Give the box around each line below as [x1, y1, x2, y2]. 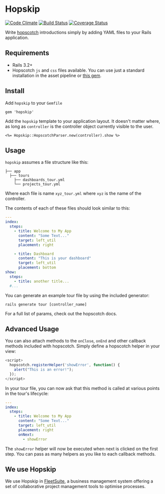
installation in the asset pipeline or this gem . [12, 73, 102, 78]
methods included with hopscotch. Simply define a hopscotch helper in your [5, 343, 160, 349]
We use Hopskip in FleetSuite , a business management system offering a [5, 478, 154, 484]
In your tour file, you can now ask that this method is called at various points [5, 385, 160, 391]
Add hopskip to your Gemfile [5, 100, 63, 106]
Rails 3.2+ [12, 62, 33, 68]
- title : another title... [14, 279, 69, 284]
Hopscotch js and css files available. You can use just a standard [12, 67, 145, 73]
